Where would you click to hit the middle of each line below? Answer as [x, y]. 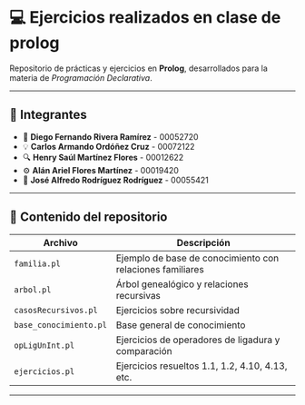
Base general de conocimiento [181, 325]
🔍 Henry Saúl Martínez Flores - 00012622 [103, 157]
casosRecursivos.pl [56, 310]
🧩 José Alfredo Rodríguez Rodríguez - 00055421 [115, 180]
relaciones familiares [160, 269]
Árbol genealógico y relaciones [182, 284]
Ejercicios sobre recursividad [178, 310]
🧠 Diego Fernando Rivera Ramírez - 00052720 [110, 136]
